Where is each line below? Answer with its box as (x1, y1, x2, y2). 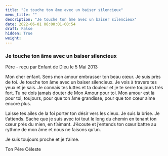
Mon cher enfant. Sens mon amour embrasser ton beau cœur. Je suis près (5, 74, 161, 80)
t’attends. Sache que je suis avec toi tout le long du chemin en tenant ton (5, 116, 157, 122)
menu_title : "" (5, 12, 37, 17)
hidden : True (5, 31, 33, 36)
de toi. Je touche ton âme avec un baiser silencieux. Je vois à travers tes (5, 79, 157, 85)
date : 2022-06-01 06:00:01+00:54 (5, 21, 76, 27)
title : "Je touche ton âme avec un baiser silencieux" (5, 7, 123, 13)
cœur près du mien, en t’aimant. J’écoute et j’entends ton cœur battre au (5, 121, 157, 127)
